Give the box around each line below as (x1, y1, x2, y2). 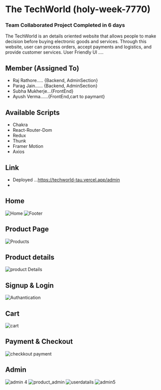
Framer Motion (12, 143, 44, 149)
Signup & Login (5, 281, 54, 290)
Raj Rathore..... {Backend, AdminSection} (12, 77, 98, 84)
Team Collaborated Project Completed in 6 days (5, 22, 125, 29)
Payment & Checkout (5, 337, 73, 346)
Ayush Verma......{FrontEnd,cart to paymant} (12, 94, 105, 100)
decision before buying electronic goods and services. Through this (5, 38, 147, 45)
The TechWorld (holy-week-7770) (5, 4, 151, 15)
